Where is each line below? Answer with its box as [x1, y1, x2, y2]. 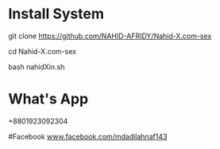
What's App [8, 90, 89, 108]
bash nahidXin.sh [8, 61, 65, 72]
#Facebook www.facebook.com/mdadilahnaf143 [8, 131, 168, 141]
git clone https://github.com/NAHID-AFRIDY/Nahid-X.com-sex [8, 31, 212, 41]
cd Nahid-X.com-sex [8, 46, 77, 56]
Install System [8, 5, 105, 23]
